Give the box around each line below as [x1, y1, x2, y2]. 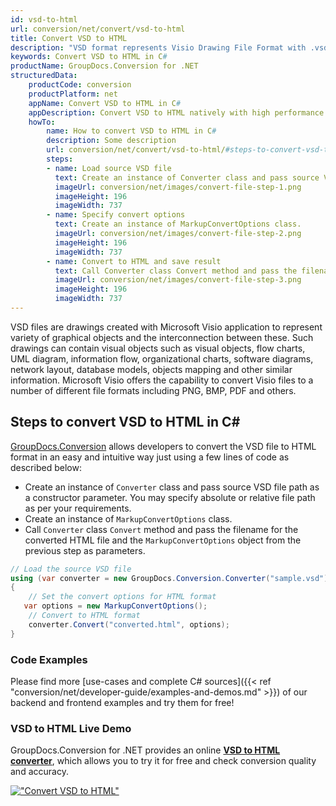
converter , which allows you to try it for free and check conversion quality [10, 755, 317, 767]
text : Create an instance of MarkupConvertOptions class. [54, 219, 302, 230]
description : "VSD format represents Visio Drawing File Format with [10, 42, 307, 53]
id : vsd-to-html [10, 14, 78, 25]
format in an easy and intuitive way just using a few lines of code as [10, 451, 290, 463]
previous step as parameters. [24, 544, 146, 556]
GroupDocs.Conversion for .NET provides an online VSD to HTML [10, 744, 281, 756]
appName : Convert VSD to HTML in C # [28, 98, 182, 108]
